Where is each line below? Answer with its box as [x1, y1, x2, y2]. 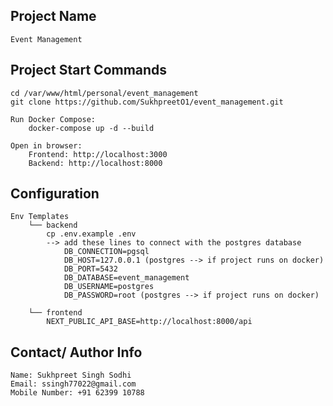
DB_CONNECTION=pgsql [63, 247, 150, 257]
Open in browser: [10, 140, 83, 151]
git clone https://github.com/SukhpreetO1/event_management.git [10, 97, 284, 107]
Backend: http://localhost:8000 [28, 158, 163, 168]
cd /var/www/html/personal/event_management [10, 88, 199, 98]
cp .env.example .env [46, 229, 137, 239]
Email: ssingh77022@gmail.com [10, 379, 137, 389]
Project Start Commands [10, 62, 168, 79]
